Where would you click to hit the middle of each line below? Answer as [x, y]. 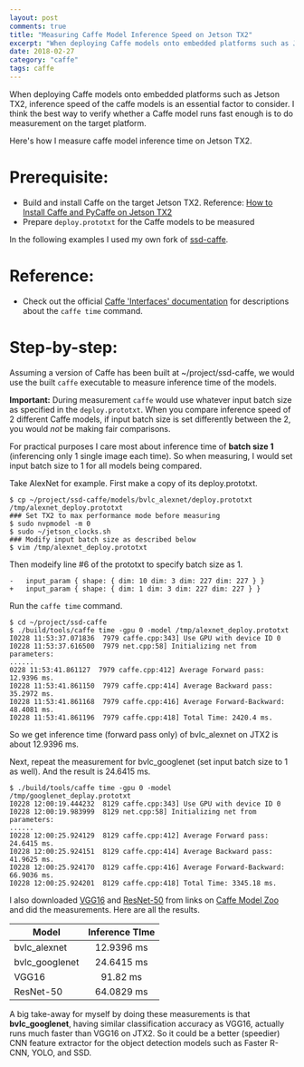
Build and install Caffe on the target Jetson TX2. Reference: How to [147, 202]
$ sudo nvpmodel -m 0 [50, 524]
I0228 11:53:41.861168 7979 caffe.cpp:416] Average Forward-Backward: [147, 701]
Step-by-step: [64, 347]
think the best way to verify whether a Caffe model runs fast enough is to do [152, 113]
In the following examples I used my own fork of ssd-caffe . [119, 239]
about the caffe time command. [82, 310]
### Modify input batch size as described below [103, 539]
